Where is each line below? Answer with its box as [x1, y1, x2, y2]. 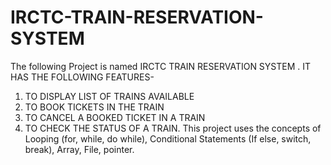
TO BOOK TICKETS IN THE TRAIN [24, 101, 165, 113]
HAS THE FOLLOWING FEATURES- [10, 71, 155, 83]
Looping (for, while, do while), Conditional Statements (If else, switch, [24, 132, 312, 145]
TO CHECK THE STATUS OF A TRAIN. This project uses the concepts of [24, 122, 322, 134]
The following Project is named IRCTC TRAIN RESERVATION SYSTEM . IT [10, 60, 312, 72]
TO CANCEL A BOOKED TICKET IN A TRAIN [24, 111, 206, 123]
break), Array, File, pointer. [24, 143, 135, 155]
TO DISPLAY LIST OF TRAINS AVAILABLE [24, 90, 195, 102]
